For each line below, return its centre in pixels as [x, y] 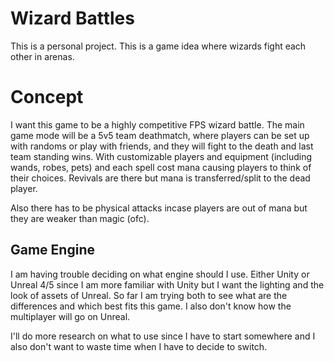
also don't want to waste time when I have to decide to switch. [139, 346]
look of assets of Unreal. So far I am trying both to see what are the [149, 295]
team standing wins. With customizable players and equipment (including [161, 156]
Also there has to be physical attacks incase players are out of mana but [159, 208]
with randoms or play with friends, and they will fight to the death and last [162, 146]
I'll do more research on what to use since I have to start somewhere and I [163, 336]
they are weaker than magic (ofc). [80, 218]
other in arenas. [42, 56]
